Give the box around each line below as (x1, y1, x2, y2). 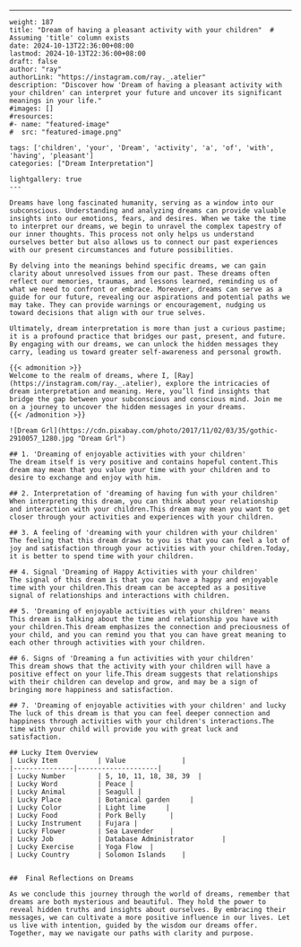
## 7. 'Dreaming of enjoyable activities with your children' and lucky (9, 701, 287, 710)
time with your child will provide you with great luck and (9, 724, 239, 733)
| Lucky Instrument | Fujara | (9, 819, 139, 828)
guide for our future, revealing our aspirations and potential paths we (9, 293, 291, 302)
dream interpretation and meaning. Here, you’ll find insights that (9, 387, 271, 396)
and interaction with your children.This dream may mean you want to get (9, 504, 291, 513)
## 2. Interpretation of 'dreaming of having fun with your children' (9, 489, 279, 498)
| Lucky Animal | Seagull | (9, 787, 142, 796)
